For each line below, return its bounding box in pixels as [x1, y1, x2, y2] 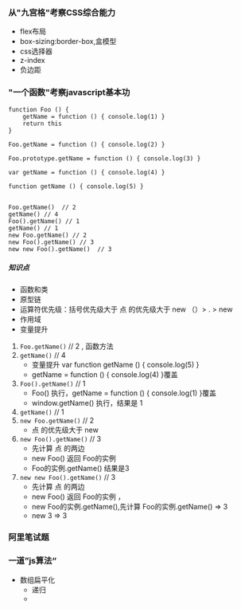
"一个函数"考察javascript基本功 [8, 87, 130, 98]
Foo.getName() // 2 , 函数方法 [19, 341, 114, 351]
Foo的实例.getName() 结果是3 [31, 463, 130, 473]
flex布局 [19, 26, 46, 37]
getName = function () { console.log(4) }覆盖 [31, 369, 178, 379]
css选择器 [19, 46, 53, 57]
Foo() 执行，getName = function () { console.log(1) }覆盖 [31, 388, 217, 398]
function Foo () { [8, 105, 69, 113]
